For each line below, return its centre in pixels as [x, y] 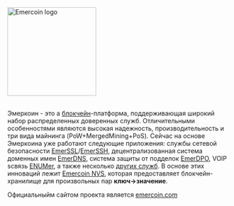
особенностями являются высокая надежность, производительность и [116, 128]
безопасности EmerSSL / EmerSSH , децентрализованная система [105, 151]
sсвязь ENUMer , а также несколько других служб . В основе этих [106, 166]
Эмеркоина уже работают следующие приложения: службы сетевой [112, 143]
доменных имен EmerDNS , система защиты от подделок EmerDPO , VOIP [117, 158]
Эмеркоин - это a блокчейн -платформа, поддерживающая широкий [111, 113]
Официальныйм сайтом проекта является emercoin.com [93, 195]
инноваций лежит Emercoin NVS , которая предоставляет [93, 173]
